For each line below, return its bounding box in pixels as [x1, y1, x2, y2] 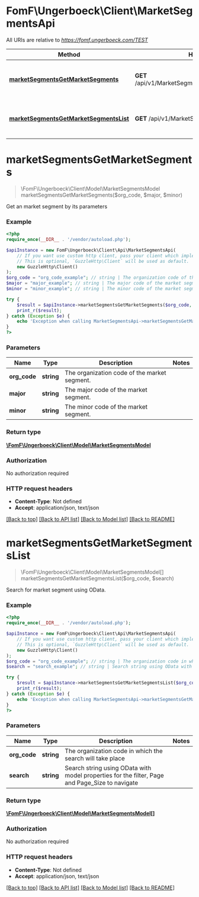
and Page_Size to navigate [65, 779, 139, 787]
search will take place [65, 754, 126, 762]
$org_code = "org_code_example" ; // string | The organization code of [6, 275, 187, 281]
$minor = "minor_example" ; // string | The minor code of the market [6, 286, 182, 292]
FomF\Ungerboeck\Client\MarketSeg [6, 4, 193, 18]
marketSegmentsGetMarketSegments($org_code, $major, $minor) [20, 191, 182, 198]
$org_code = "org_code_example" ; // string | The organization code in [6, 658, 187, 664]
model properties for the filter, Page [65, 771, 164, 779]
